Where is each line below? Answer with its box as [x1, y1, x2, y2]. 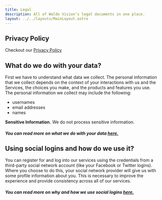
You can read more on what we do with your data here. [5, 130, 119, 136]
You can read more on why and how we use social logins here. [5, 189, 134, 195]
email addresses [12, 104, 45, 110]
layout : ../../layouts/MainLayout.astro [5, 16, 89, 21]
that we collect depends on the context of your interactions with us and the [5, 80, 156, 85]
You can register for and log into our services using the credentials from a [5, 157, 154, 163]
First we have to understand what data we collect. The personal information [5, 74, 157, 80]
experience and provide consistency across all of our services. [5, 178, 131, 184]
